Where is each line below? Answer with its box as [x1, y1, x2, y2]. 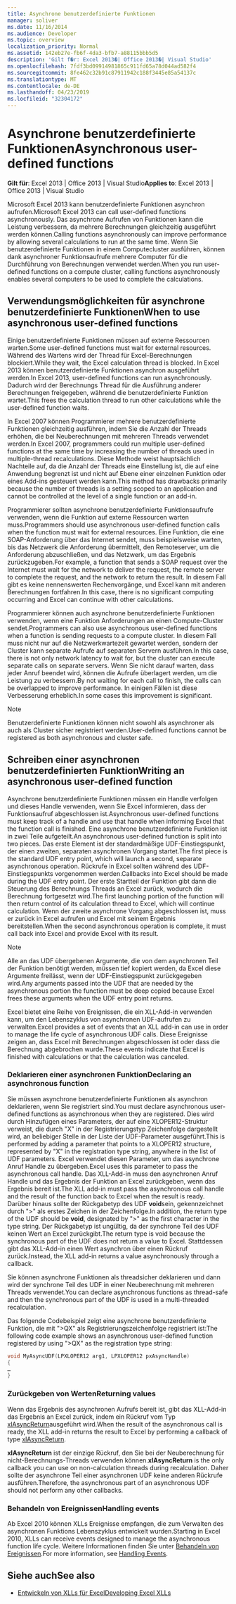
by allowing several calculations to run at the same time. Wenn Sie [7, 237, 199, 246]
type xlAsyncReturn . [7, 1434, 67, 1443]
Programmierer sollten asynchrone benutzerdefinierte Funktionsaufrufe [7, 505, 214, 514]
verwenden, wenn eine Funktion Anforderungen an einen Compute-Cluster [7, 616, 223, 625]
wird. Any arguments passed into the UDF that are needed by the [7, 979, 194, 987]
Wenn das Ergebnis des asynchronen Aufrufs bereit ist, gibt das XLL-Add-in [7, 1405, 227, 1413]
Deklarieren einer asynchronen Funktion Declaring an [7, 1070, 192, 1079]
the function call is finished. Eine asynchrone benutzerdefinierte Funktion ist [7, 825, 228, 833]
